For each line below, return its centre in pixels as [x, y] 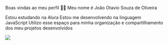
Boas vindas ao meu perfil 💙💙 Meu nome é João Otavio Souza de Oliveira [81, 8]
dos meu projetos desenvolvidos [39, 28]
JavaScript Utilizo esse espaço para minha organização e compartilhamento [84, 23]
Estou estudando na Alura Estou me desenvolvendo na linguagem [73, 17]
